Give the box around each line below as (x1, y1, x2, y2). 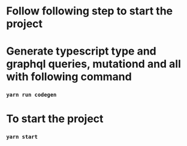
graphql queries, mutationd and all (6, 57, 182, 71)
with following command (6, 70, 132, 84)
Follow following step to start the (6, 4, 173, 18)
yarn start (6, 133, 38, 141)
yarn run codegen (6, 91, 57, 99)
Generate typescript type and (6, 44, 157, 58)
